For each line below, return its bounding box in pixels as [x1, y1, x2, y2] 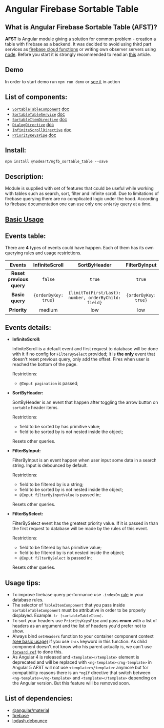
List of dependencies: [5, 694, 73, 703]
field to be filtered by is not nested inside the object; [19, 550, 124, 556]
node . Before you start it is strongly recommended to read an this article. [5, 51, 151, 57]
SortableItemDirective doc [12, 116, 67, 122]
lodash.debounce [12, 718, 48, 724]
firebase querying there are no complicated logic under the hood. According [5, 196, 159, 202]
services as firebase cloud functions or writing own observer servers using [5, 47, 156, 52]
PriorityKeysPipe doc [12, 132, 57, 138]
